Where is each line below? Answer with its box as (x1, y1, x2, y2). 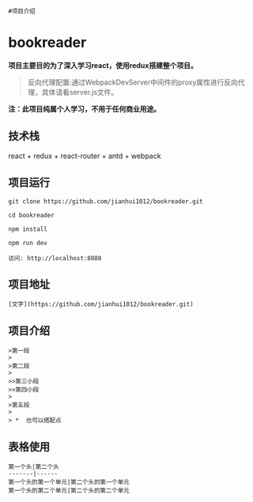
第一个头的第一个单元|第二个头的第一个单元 (8, 478, 130, 486)
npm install (8, 225, 47, 233)
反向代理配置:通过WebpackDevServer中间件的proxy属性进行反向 (27, 77, 239, 87)
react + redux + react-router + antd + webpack (8, 151, 161, 160)
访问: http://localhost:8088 (8, 254, 102, 262)
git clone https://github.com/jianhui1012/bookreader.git (8, 197, 203, 206)
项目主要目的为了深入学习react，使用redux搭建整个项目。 (8, 60, 198, 70)
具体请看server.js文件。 (41, 87, 119, 96)
